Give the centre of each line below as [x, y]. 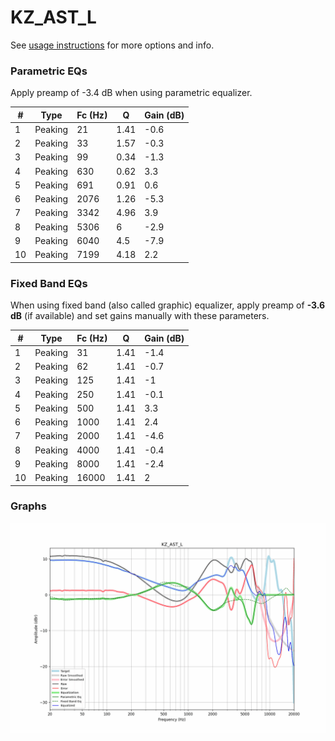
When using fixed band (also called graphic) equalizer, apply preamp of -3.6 [168, 305]
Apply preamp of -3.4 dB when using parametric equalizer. [131, 93]
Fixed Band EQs [49, 283]
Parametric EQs [49, 71]
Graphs [28, 506]
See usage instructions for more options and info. [112, 45]
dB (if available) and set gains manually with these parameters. [140, 316]
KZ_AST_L [53, 17]
